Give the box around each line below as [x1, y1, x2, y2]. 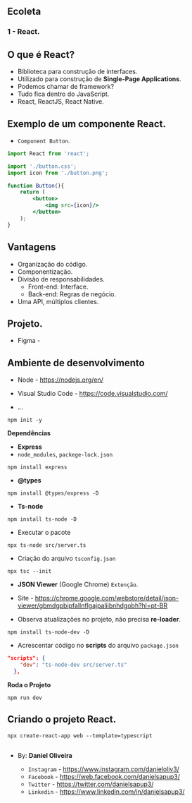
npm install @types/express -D [7, 490, 99, 497]
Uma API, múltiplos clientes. [17, 297, 99, 306]
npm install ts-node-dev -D [7, 629, 90, 636]
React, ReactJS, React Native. [17, 97, 104, 106]
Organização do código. [17, 260, 88, 268]
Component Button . [17, 136, 70, 145]
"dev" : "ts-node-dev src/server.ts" [20, 661, 128, 668]
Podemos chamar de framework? [17, 83, 115, 91]
